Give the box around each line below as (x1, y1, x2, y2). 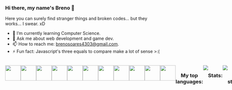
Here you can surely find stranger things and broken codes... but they (5, 16, 148, 22)
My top (180, 72, 198, 79)
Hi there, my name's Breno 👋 (5, 4, 75, 11)
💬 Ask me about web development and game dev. (12, 35, 114, 41)
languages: (175, 78, 203, 85)
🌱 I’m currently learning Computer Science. (12, 30, 101, 36)
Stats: (208, 72, 223, 79)
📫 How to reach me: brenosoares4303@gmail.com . (12, 41, 119, 47)
